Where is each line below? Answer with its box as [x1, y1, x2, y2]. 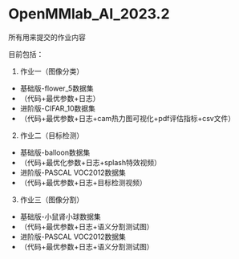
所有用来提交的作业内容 [8, 32, 86, 42]
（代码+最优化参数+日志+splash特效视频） [19, 157, 162, 167]
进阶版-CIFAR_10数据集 [19, 103, 96, 113]
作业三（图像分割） [19, 194, 84, 204]
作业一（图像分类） [19, 66, 84, 76]
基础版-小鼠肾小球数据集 [19, 212, 102, 221]
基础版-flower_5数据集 [19, 83, 94, 93]
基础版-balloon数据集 [19, 148, 91, 157]
